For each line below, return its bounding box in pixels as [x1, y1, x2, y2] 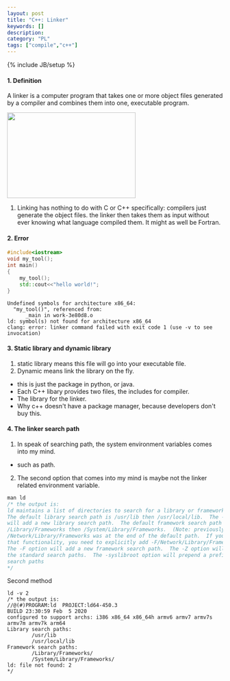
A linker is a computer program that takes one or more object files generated [7, 92, 223, 100]
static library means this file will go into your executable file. [16, 359, 186, 367]
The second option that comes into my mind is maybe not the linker [16, 473, 207, 482]
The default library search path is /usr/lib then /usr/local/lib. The [7, 513, 219, 521]
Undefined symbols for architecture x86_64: [7, 299, 136, 307]
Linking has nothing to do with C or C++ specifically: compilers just [16, 203, 207, 212]
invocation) [7, 330, 41, 336]
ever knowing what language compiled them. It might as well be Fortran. [16, 219, 221, 227]
